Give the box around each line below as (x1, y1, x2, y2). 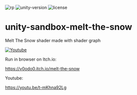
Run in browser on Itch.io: (5, 56, 57, 62)
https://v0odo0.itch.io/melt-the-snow (5, 65, 80, 71)
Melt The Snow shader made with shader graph (5, 37, 101, 43)
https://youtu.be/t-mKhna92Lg (5, 84, 67, 90)
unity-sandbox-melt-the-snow (5, 22, 133, 32)
